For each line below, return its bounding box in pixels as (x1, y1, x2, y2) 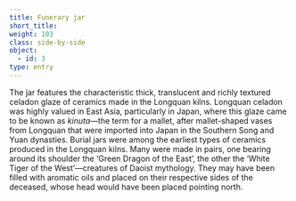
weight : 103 (9, 29, 53, 38)
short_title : (9, 21, 58, 30)
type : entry (9, 63, 53, 72)
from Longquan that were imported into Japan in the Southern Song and (9, 125, 275, 135)
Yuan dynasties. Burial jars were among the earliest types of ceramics (9, 134, 267, 145)
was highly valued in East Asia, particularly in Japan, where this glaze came (9, 106, 287, 117)
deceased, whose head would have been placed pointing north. (9, 181, 243, 192)
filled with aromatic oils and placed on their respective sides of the (9, 172, 254, 182)
